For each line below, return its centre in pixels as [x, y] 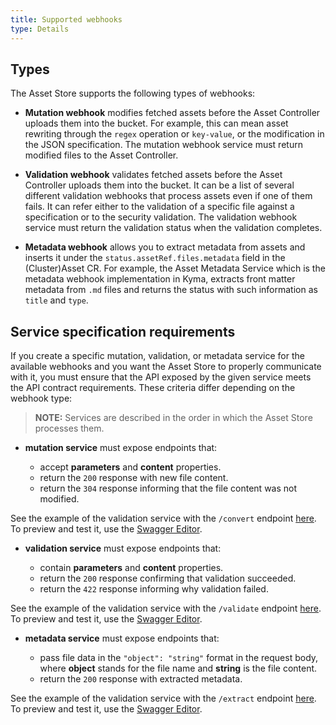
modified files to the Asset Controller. [101, 155]
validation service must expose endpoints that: [123, 548]
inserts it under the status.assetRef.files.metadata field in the [155, 258]
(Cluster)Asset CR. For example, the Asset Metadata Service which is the [175, 268]
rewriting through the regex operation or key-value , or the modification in [174, 134]
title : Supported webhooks [66, 19]
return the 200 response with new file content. [134, 478]
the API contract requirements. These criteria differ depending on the [153, 388]
